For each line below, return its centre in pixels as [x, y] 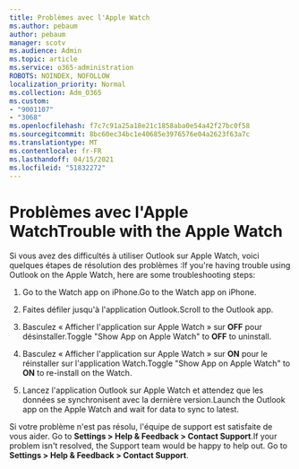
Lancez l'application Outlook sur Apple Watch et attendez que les [143, 390]
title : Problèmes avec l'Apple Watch [80, 17]
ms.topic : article [43, 59]
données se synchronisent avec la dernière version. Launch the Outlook [154, 400]
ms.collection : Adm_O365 [56, 92]
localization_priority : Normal [68, 84]
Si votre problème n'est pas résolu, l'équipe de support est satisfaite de [141, 427]
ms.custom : [30, 101]
